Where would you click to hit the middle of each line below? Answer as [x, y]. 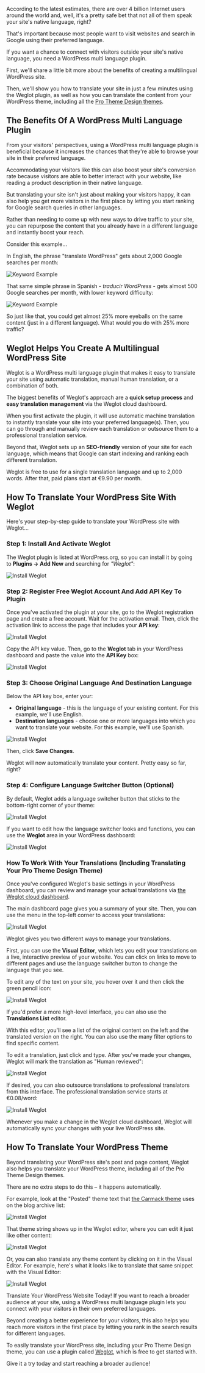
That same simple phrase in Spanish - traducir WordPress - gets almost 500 [102, 286]
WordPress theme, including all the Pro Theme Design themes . [85, 101]
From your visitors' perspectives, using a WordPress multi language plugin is [103, 145]
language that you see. [35, 970]
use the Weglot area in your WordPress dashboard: [71, 835]
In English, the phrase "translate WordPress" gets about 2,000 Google [94, 256]
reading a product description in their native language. [75, 182]
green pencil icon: [29, 988]
